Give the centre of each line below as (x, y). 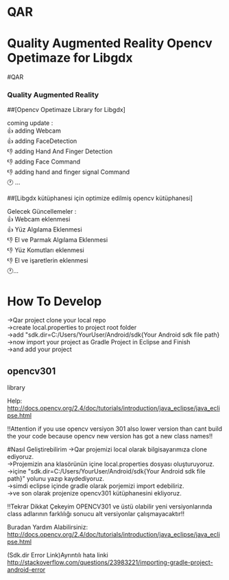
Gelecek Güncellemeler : (42, 212)
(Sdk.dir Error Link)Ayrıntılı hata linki (58, 555)
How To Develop (55, 301)
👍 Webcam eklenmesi (39, 219)
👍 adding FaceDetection (42, 141)
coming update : (30, 123)
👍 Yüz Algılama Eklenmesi (45, 230)
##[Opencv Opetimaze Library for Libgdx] (66, 110)
